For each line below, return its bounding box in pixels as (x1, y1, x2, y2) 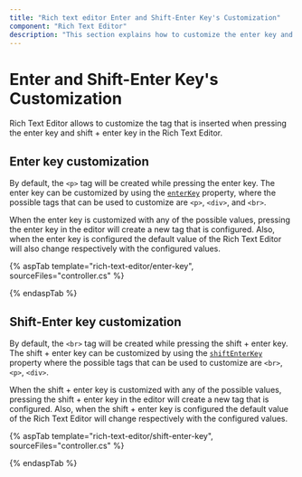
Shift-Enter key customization (9, 313, 182, 330)
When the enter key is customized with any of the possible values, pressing (9, 214, 291, 226)
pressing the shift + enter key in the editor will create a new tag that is (9, 394, 269, 405)
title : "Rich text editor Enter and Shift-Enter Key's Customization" (9, 13, 281, 23)
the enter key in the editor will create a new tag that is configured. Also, (9, 224, 276, 235)
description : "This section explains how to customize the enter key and (9, 30, 294, 39)
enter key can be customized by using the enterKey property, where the (9, 187, 277, 199)
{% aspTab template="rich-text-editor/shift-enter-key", (9, 430, 214, 441)
